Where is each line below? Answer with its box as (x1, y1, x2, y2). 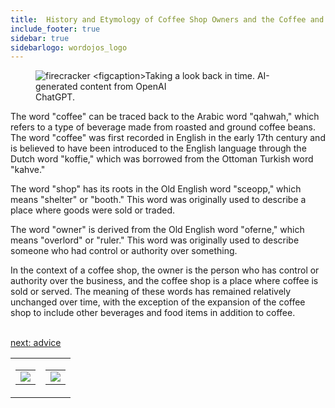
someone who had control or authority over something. (10, 245, 238, 257)
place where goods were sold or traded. (10, 204, 176, 216)
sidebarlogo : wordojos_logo (10, 42, 128, 53)
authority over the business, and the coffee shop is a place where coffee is (10, 275, 319, 287)
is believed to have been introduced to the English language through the (10, 142, 307, 155)
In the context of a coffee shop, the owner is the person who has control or (10, 264, 320, 276)
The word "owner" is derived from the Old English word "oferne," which (10, 224, 305, 236)
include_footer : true (10, 24, 101, 34)
